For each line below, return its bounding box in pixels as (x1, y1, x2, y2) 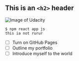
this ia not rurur (5, 30, 43, 36)
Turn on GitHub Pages (12, 39, 58, 45)
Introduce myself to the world (12, 50, 73, 56)
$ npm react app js (5, 27, 45, 31)
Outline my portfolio (12, 45, 53, 51)
